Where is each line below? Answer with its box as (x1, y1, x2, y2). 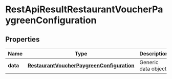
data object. (139, 65, 168, 72)
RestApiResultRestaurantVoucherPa (5, 4, 163, 15)
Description (139, 50, 169, 57)
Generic (139, 59, 159, 66)
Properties (5, 35, 40, 44)
